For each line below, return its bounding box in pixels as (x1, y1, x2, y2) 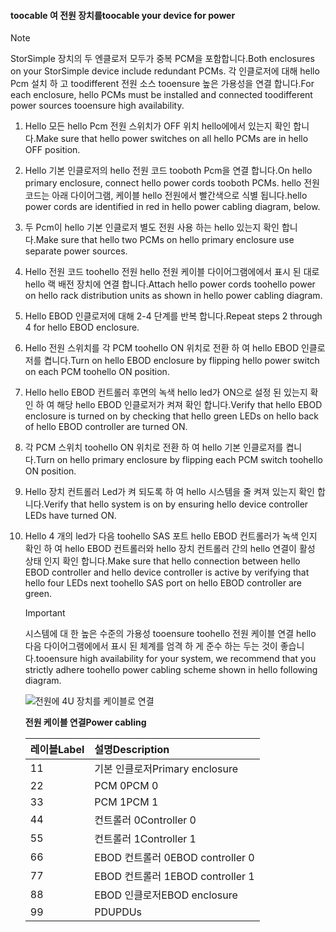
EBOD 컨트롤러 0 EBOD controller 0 (94, 851, 255, 865)
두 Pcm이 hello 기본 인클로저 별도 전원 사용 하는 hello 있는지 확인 (24, 221, 280, 234)
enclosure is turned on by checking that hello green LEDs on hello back (24, 410, 319, 422)
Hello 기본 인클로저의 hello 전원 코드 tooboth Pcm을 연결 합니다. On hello (24, 165, 313, 177)
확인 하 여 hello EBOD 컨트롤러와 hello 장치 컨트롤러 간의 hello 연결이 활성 (24, 543, 316, 555)
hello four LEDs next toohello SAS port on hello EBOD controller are (24, 577, 303, 589)
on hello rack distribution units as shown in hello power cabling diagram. (24, 290, 323, 302)
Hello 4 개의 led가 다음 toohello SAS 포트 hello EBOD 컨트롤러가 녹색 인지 (24, 530, 318, 542)
